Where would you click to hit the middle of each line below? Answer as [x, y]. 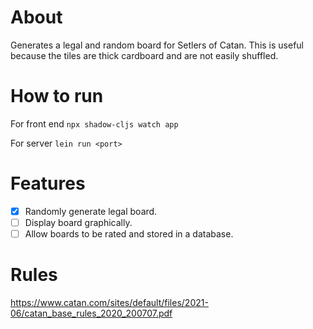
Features [48, 183]
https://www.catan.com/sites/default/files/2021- [109, 302]
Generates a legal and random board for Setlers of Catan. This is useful [157, 45]
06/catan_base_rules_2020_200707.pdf [91, 313]
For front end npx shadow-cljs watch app [94, 123]
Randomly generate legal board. [91, 211]
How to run [57, 96]
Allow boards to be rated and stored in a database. [129, 233]
